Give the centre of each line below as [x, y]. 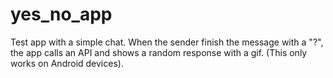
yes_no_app [61, 14]
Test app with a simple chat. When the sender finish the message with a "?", [167, 42]
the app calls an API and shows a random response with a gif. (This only [159, 52]
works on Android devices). [67, 63]
